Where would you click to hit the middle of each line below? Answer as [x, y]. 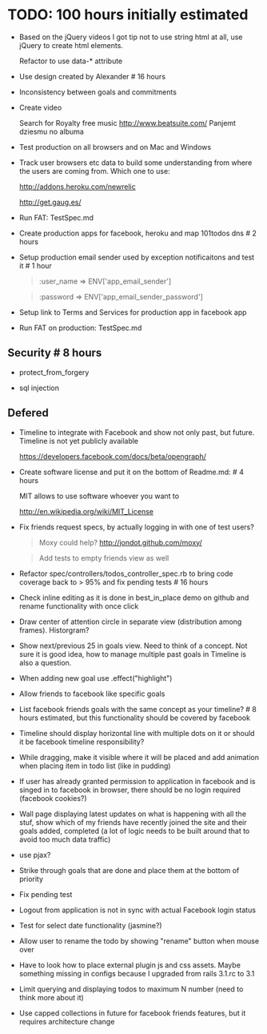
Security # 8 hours [55, 353]
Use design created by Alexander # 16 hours [92, 76]
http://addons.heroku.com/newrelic [78, 187]
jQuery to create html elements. [71, 45]
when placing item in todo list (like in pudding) [95, 766]
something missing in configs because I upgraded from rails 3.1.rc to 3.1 [137, 973]
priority [31, 879]
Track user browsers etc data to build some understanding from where [135, 163]
